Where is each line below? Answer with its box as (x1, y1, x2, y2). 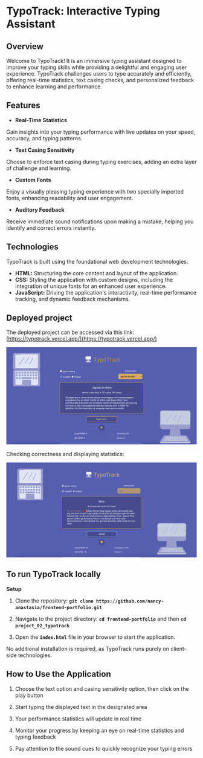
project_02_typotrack (14, 622, 69, 629)
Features (6, 100, 40, 111)
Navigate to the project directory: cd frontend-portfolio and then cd (14, 615, 186, 622)
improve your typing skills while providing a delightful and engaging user (6, 64, 187, 71)
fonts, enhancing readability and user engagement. (6, 194, 134, 201)
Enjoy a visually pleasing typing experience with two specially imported (6, 188, 184, 195)
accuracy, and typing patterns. (6, 134, 83, 142)
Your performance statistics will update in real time (14, 715, 142, 722)
